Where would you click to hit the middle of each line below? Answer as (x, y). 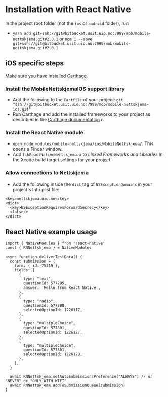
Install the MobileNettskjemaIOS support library (65, 89)
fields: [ (25, 270)
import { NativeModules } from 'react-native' (55, 244)
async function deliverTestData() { (44, 257)
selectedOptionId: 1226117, (53, 310)
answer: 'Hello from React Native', (62, 288)
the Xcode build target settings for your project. (62, 160)
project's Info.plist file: (36, 189)
